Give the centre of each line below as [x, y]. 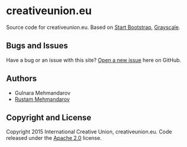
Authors [22, 79]
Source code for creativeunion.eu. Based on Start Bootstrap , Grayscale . [93, 27]
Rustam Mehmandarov [42, 99]
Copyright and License [49, 117]
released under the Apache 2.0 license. [54, 138]
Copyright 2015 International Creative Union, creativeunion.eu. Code [89, 132]
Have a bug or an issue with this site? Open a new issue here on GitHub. [94, 60]
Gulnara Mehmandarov [42, 93]
